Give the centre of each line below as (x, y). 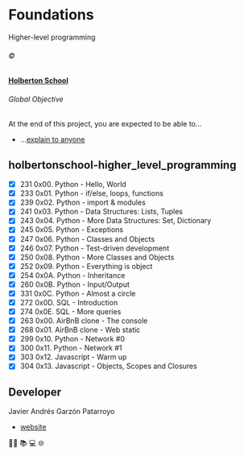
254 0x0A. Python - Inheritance (72, 275)
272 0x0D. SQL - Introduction (69, 302)
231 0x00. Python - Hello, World (73, 184)
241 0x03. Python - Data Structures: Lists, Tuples (101, 212)
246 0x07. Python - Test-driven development (95, 248)
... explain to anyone (52, 139)
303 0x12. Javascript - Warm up (73, 357)
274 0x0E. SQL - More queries (70, 312)
